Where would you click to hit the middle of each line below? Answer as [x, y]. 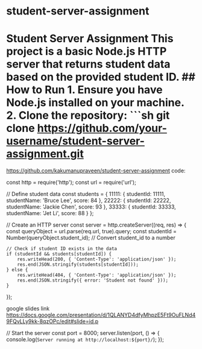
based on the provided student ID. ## [101, 77]
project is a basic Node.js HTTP [87, 52]
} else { [17, 270]
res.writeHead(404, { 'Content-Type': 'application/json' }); [97, 275]
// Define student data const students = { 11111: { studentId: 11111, [86, 194]
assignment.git [45, 154]
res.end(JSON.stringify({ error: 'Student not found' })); [93, 281]
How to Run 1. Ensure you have [84, 90]
